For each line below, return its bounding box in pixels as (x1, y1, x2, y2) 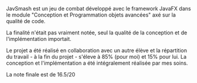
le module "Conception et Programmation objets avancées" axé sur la (6, 11, 176, 18)
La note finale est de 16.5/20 (6, 71, 76, 78)
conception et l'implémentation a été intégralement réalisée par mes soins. (6, 59, 188, 66)
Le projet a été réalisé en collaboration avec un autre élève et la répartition (6, 47, 188, 54)
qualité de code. (6, 18, 46, 24)
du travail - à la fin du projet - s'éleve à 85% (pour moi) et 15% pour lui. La (6, 53, 187, 60)
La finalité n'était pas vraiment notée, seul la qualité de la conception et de (6, 29, 188, 36)
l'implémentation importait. (6, 36, 72, 42)
